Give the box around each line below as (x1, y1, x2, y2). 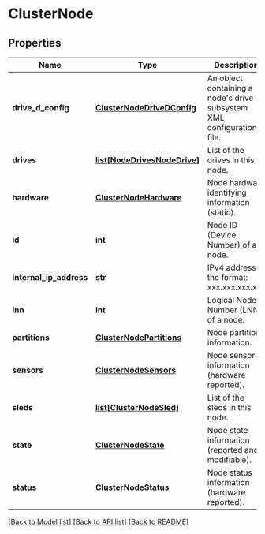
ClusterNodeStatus (95, 482, 170, 493)
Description (214, 60, 259, 70)
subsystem (207, 103, 248, 113)
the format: (207, 272, 248, 282)
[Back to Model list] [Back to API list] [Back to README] (8, 517, 189, 526)
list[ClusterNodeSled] (95, 402, 180, 413)
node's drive (207, 92, 254, 103)
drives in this (207, 155, 255, 166)
